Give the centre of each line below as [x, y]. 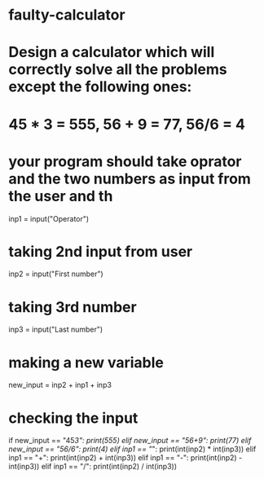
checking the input [73, 418]
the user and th [61, 196]
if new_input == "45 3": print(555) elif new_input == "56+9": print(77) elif [130, 441]
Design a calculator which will [112, 53]
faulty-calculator [67, 15]
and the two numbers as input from [130, 179]
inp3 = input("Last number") [56, 330]
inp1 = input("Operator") [49, 218]
